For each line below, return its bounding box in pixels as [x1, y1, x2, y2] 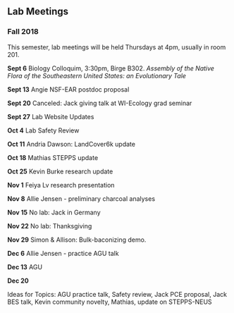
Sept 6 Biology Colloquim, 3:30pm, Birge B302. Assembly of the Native [7, 63, 215, 73]
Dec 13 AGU [7, 262, 43, 271]
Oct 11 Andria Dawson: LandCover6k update [7, 140, 136, 148]
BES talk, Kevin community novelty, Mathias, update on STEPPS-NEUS [7, 297, 213, 306]
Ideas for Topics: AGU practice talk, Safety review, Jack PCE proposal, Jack [7, 290, 228, 298]
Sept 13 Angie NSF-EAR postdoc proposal [7, 85, 130, 94]
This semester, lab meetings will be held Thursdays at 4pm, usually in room [7, 42, 226, 51]
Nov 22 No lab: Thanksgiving [7, 221, 92, 230]
